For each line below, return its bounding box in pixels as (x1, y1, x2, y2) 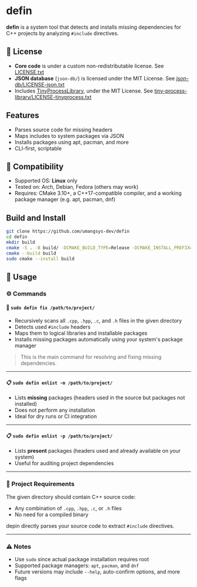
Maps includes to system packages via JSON (14, 132, 124, 139)
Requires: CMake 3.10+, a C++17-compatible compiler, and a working (14, 189, 182, 197)
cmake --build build (6, 250, 57, 256)
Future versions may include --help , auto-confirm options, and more (14, 568, 181, 575)
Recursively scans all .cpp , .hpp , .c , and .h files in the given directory (14, 317, 182, 324)
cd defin (6, 234, 28, 240)
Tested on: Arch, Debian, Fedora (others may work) (14, 184, 139, 191)
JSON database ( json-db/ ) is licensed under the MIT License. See (14, 74, 175, 82)
